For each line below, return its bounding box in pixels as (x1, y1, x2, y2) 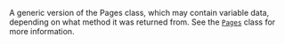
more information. (9, 26, 75, 36)
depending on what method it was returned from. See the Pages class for (9, 17, 276, 27)
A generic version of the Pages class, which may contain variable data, (9, 8, 270, 18)
